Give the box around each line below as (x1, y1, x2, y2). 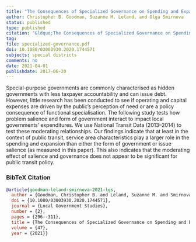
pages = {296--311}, (11, 214, 61, 220)
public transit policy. (6, 159, 55, 166)
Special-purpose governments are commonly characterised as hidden (6, 84, 175, 91)
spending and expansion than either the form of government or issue (6, 140, 172, 147)
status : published (6, 19, 51, 25)
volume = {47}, (11, 224, 48, 231)
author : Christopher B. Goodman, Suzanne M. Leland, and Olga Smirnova (6, 14, 184, 20)
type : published (6, 25, 45, 31)
